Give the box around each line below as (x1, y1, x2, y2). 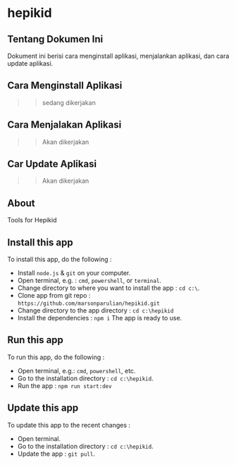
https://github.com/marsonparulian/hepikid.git (17, 300, 160, 308)
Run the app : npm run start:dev (17, 381, 112, 389)
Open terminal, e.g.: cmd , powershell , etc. (17, 366, 136, 375)
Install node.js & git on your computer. (17, 269, 131, 277)
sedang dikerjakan (42, 98, 97, 107)
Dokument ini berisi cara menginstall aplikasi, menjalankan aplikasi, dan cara (7, 52, 230, 60)
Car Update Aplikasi (7, 158, 97, 170)
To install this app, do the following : (7, 255, 112, 264)
